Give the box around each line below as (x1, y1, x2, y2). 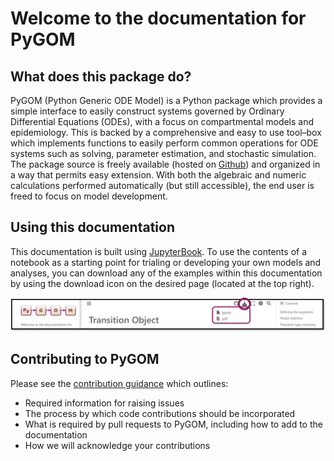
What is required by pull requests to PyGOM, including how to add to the (24, 418, 323, 430)
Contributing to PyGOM (10, 351, 160, 368)
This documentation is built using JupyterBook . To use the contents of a (10, 245, 308, 257)
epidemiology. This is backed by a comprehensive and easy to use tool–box (10, 127, 322, 138)
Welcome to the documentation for (10, 7, 307, 30)
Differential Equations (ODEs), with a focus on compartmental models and (10, 116, 315, 127)
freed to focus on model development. (10, 190, 168, 202)
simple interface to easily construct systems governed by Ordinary (10, 105, 285, 117)
